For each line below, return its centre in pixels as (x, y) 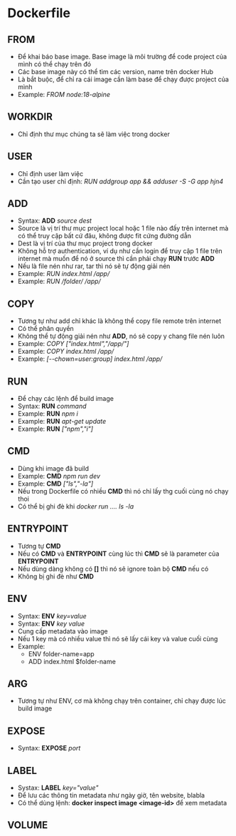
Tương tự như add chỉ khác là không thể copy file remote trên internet (119, 321)
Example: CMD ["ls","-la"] (55, 484)
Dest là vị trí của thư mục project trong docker (85, 243)
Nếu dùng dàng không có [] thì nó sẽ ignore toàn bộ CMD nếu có (113, 569)
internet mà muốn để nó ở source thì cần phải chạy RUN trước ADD (116, 259)
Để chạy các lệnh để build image (65, 399)
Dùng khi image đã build (53, 468)
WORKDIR (30, 117)
